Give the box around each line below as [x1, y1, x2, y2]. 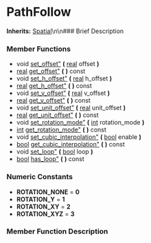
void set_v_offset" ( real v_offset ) [16, 89, 111, 97]
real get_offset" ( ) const [16, 67, 86, 76]
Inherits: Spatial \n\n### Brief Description [6, 27, 124, 35]
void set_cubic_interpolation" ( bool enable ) [16, 133, 141, 141]
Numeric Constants [6, 172, 73, 182]
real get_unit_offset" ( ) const [16, 111, 99, 119]
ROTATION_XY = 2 [16, 202, 71, 211]
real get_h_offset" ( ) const [16, 82, 92, 90]
